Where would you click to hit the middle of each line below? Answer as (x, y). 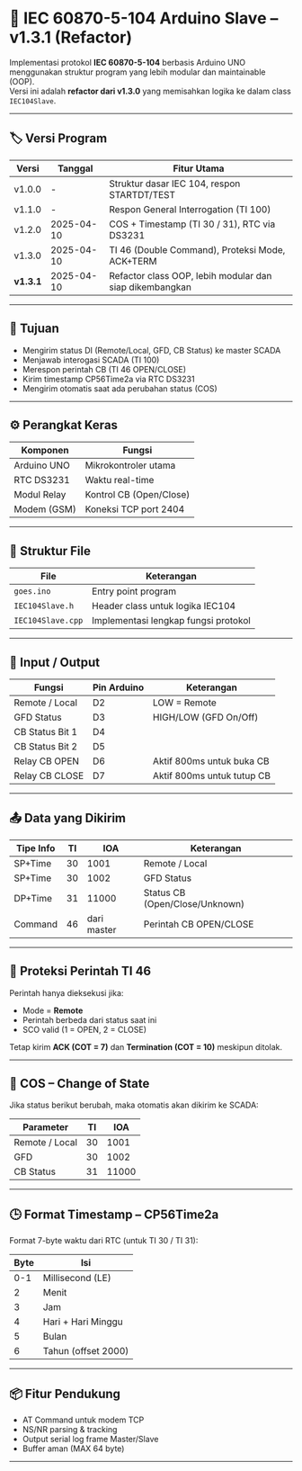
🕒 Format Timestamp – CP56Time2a (114, 1214)
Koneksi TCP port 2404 (135, 509)
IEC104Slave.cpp (49, 621)
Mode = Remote (53, 1010)
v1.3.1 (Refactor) (71, 37)
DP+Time (33, 898)
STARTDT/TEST (142, 194)
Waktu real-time (120, 480)
